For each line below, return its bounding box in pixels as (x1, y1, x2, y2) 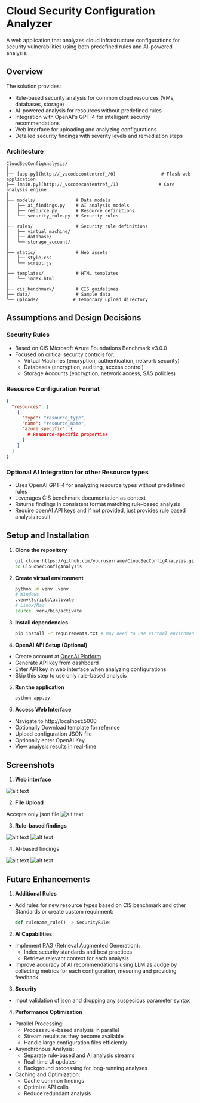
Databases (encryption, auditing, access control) (23, 363, 144, 370)
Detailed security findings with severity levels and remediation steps (14, 132, 183, 139)
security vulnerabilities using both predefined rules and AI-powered (6, 43, 173, 50)
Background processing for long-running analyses (23, 1065, 148, 1072)
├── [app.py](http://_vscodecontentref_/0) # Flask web (6, 171, 191, 177)
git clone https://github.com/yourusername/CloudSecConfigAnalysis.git (14, 557, 197, 564)
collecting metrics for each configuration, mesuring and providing (14, 967, 177, 975)
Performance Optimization (14, 1009, 82, 1016)
